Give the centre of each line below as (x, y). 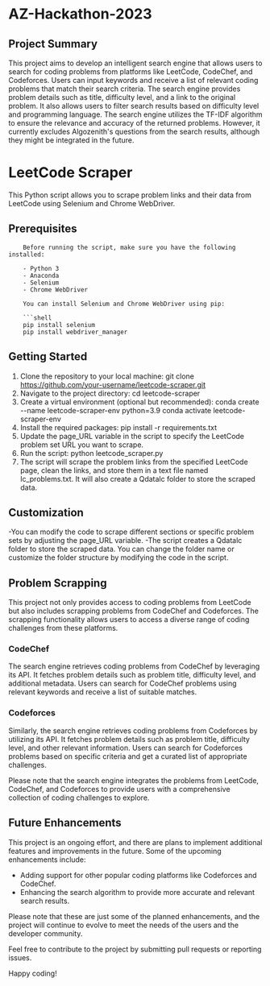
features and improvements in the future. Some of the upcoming (115, 851)
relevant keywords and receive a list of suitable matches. (103, 692)
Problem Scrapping (58, 583)
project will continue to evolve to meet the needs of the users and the (124, 925)
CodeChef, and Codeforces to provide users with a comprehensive (120, 789)
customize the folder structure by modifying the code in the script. (118, 557)
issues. (20, 957)
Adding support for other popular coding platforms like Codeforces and (138, 875)
